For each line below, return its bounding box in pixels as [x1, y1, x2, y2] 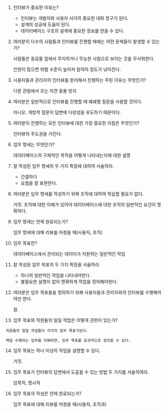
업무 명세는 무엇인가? [13, 142, 55, 148]
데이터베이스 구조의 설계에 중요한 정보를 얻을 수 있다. [20, 28, 125, 34]
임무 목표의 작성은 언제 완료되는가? [13, 391, 82, 396]
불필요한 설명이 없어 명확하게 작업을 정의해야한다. [20, 279, 118, 285]
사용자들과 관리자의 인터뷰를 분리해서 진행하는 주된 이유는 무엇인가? [13, 77, 146, 83]
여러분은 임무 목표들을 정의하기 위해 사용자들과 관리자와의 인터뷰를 [13, 290, 144, 295]
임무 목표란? [13, 240, 37, 246]
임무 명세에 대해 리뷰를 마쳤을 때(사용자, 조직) [13, 230, 103, 235]
